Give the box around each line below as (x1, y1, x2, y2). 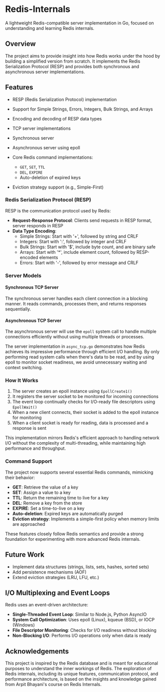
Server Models (5, 272, 42, 279)
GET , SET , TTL (19, 164, 46, 170)
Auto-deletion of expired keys (19, 174, 81, 180)
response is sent (12, 425, 47, 431)
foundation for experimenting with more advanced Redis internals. (5, 536, 141, 542)
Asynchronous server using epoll (12, 144, 81, 150)
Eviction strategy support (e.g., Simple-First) (12, 184, 104, 190)
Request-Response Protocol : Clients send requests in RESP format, (12, 217, 152, 223)
